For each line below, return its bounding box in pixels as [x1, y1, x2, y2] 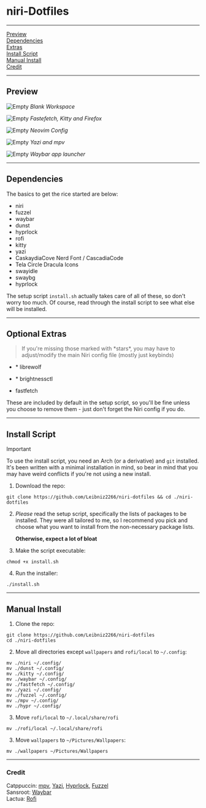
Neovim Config [29, 126, 69, 134]
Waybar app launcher [29, 150, 86, 158]
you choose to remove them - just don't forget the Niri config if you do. [6, 406, 186, 413]
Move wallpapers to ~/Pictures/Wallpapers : [15, 736, 126, 744]
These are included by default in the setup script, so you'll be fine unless [6, 399, 190, 406]
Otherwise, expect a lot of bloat [15, 535, 97, 542]
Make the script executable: [15, 547, 86, 555]
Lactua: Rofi [6, 795, 37, 802]
